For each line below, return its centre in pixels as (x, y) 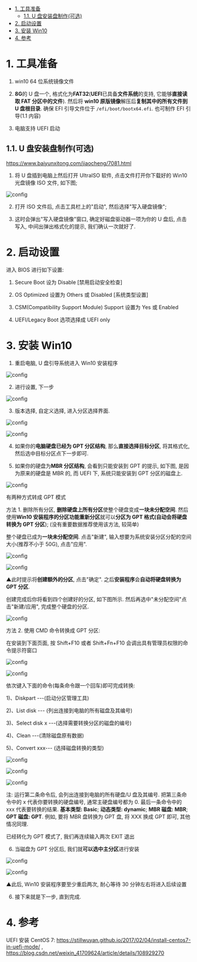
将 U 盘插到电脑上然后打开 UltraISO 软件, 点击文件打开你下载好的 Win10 (101, 175)
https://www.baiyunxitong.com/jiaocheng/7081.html (69, 163)
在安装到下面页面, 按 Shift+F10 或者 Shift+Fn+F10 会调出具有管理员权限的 (95, 643)
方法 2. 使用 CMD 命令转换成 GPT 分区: (53, 630)
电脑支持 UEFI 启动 (37, 128)
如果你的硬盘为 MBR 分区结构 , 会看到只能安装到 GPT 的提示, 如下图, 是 (99, 465)
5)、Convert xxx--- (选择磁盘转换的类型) (55, 748)
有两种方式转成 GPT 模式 (36, 497)
